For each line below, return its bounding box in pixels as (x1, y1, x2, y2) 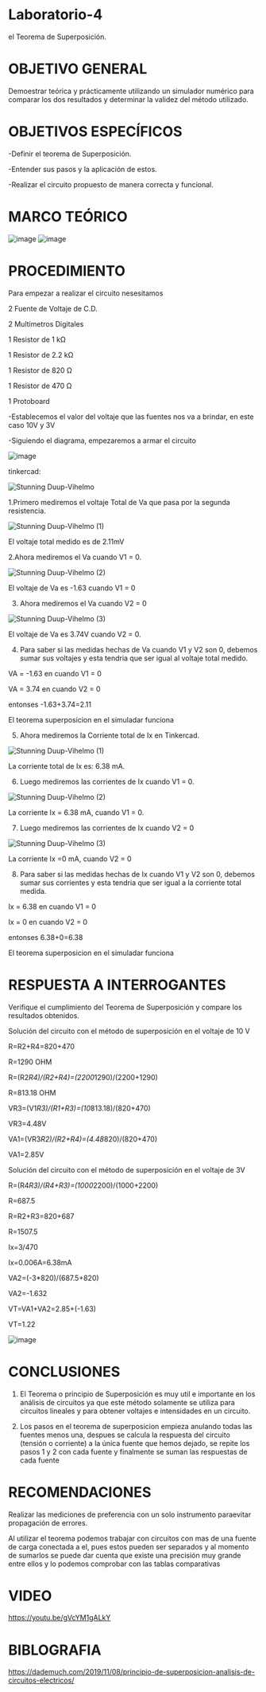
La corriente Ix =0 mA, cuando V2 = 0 (8, 854, 133, 864)
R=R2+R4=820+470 (8, 1041, 75, 1051)
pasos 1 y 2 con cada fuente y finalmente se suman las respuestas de (19, 1447, 248, 1456)
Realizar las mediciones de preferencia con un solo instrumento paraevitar (8, 1510, 252, 1519)
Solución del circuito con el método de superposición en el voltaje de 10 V (8, 1026, 250, 1036)
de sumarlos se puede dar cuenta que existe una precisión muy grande (8, 1550, 241, 1560)
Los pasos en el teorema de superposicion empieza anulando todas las (19, 1421, 253, 1431)
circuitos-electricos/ (8, 1675, 75, 1686)
